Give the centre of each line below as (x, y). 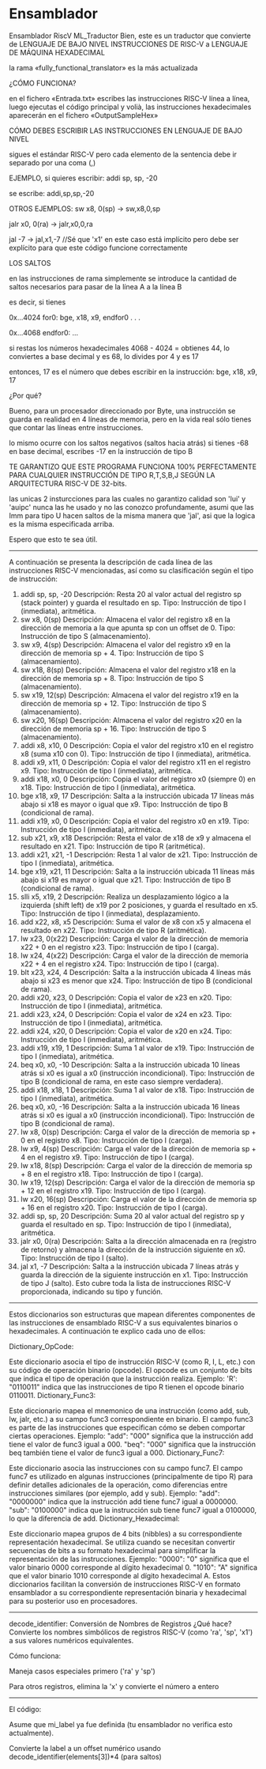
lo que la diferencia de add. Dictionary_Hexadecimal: (94, 1518)
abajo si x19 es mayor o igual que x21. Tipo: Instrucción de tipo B (126, 879)
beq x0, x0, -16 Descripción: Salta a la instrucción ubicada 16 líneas (130, 1106)
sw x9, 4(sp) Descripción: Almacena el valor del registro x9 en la (126, 644)
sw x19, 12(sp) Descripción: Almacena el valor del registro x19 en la (129, 695)
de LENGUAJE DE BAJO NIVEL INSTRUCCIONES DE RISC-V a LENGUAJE (128, 43)
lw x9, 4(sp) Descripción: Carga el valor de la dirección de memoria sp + (138, 1148)
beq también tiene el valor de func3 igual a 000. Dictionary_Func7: (117, 1453)
